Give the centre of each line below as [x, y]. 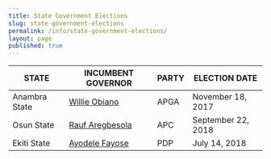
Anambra [30, 97]
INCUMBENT [109, 73]
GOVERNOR [109, 83]
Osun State [33, 125]
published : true [35, 46]
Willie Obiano [94, 102]
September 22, [221, 120]
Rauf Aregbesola [100, 125]
